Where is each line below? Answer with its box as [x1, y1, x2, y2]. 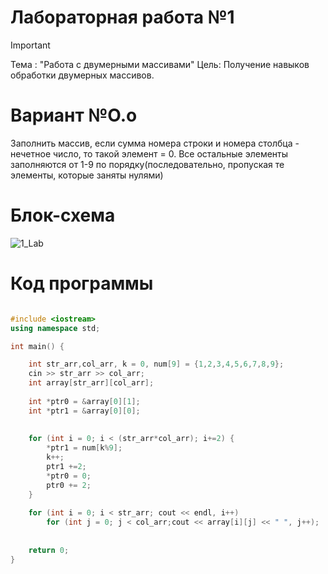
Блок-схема [10, 204, 116, 227]
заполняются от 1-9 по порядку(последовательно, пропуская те [10, 158, 285, 170]
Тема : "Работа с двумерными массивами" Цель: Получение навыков [10, 58, 310, 70]
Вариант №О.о [10, 104, 138, 127]
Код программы [10, 272, 154, 295]
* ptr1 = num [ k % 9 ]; [46, 443, 123, 453]
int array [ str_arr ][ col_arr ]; [28, 378, 155, 388]
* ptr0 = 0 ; [46, 471, 92, 481]
